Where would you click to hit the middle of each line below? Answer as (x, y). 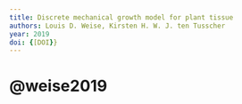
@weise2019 (58, 86)
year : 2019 (29, 34)
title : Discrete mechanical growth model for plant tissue (121, 17)
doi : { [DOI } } (33, 42)
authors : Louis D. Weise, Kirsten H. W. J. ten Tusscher (117, 26)
